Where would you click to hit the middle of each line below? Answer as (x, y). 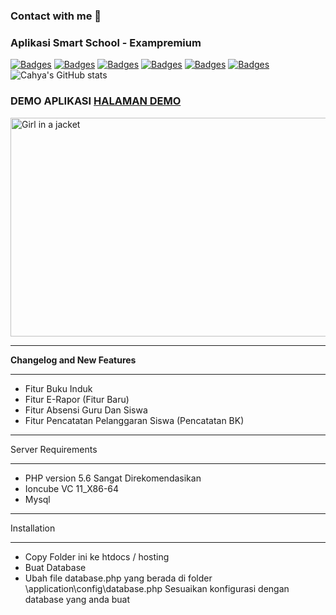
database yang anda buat (77, 599)
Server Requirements (54, 449)
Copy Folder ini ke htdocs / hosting (97, 556)
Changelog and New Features (73, 360)
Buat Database (55, 567)
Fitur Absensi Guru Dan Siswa (86, 410)
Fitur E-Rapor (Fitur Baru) (77, 399)
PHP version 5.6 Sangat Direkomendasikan (113, 478)
